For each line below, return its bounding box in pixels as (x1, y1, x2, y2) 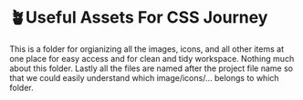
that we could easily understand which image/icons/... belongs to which (9, 72, 280, 83)
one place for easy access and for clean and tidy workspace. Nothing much (9, 53, 295, 64)
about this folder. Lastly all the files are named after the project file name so (9, 63, 294, 74)
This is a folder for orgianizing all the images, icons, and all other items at (9, 43, 285, 55)
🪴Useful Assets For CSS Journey (9, 7, 268, 28)
